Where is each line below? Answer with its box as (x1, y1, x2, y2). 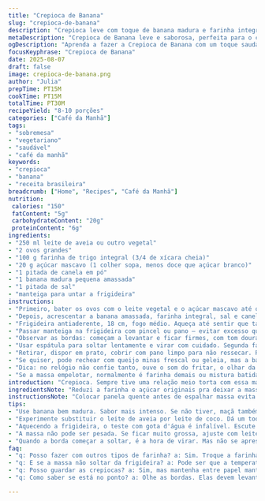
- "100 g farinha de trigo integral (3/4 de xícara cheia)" (8, 253, 211, 261)
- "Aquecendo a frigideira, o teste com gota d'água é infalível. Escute (8, 422, 256, 430)
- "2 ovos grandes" (8, 246, 73, 254)
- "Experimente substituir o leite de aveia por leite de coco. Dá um (8, 415, 245, 423)
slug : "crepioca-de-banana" (8, 19, 101, 27)
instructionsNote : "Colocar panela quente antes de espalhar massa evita (8, 393, 256, 401)
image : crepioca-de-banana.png (8, 70, 111, 78)
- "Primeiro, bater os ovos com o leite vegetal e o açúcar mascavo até (8, 305, 252, 312)
